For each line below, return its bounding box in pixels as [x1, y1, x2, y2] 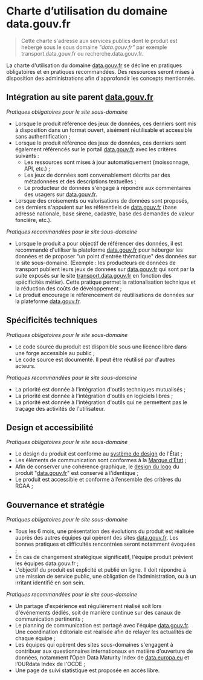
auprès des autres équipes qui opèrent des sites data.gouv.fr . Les [14, 534, 179, 541]
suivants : [14, 152, 39, 159]
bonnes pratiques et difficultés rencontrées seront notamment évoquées [14, 540, 196, 548]
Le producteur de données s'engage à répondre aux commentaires [24, 184, 192, 191]
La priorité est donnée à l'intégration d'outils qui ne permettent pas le [14, 398, 187, 406]
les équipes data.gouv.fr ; [14, 560, 79, 567]
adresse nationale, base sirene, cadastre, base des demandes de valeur [14, 210, 195, 217]
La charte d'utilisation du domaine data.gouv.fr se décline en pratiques [6, 62, 182, 69]
